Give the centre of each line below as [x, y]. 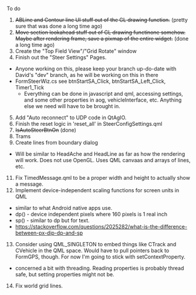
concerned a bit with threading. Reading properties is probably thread [99, 268]
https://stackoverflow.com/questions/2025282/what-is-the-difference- [101, 227]
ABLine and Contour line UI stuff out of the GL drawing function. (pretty [102, 20]
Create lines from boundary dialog [57, 143]
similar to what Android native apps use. [64, 208]
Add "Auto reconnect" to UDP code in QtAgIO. [71, 118]
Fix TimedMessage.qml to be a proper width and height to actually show [102, 178]
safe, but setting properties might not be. [65, 274]
